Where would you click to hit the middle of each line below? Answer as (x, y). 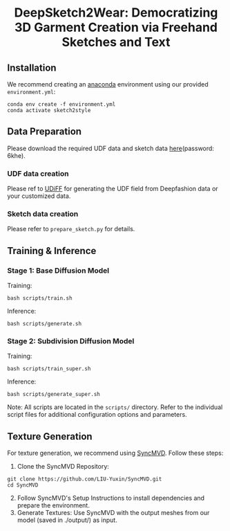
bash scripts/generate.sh (44, 324)
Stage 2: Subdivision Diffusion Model (71, 341)
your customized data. (39, 196)
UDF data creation (38, 173)
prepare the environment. (53, 505)
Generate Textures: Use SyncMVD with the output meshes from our (113, 513)
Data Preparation (44, 132)
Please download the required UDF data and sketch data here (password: (111, 148)
